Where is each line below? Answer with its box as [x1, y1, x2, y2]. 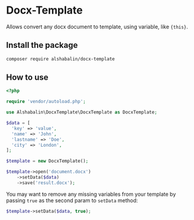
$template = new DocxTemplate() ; [6, 158, 89, 164]
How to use [6, 72, 48, 83]
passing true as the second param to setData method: [6, 196, 138, 204]
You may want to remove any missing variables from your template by [6, 190, 176, 198]
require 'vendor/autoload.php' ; [6, 99, 86, 105]
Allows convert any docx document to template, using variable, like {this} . [6, 23, 188, 30]
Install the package [6, 40, 78, 50]
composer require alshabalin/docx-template [6, 56, 115, 62]
